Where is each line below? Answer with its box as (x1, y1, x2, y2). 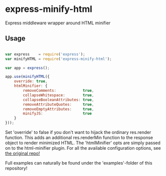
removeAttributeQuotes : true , (23, 102, 94, 107)
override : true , (14, 79, 48, 84)
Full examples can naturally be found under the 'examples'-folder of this (5, 160, 153, 166)
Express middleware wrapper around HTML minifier (5, 20, 111, 26)
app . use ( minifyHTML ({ (5, 74, 50, 79)
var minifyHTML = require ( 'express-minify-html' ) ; (5, 56, 112, 61)
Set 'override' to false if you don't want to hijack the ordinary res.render (5, 129, 151, 135)
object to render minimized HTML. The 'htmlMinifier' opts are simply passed (5, 140, 161, 146)
